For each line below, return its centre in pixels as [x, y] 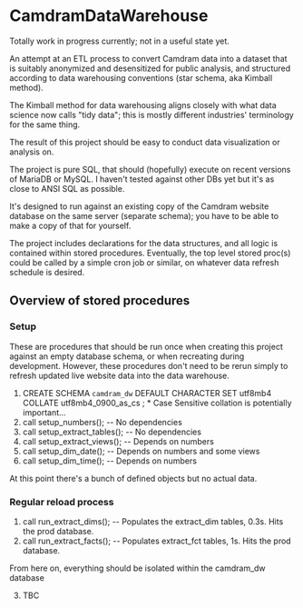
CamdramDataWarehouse [109, 16]
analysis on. [32, 152]
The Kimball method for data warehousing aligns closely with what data [143, 105]
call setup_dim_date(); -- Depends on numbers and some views [141, 451]
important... [44, 412]
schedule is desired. [47, 272]
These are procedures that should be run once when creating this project [146, 346]
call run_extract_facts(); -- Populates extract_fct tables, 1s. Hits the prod [157, 541]
